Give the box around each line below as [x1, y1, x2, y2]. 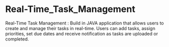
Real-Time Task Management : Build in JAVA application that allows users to [5, 20, 164, 26]
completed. [5, 36, 29, 42]
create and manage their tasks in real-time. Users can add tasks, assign [5, 25, 156, 31]
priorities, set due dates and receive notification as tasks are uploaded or [5, 30, 158, 36]
